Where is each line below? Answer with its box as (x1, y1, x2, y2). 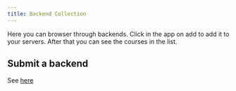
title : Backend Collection (7, 10, 87, 18)
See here (7, 76, 34, 85)
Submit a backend (7, 58, 89, 70)
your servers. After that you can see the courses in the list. (7, 37, 178, 46)
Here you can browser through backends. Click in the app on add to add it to (7, 30, 230, 38)
